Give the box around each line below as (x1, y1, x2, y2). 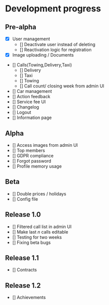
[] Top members (12, 147, 45, 153)
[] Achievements (12, 295, 46, 301)
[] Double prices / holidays (12, 190, 67, 196)
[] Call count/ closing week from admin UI (19, 83, 105, 89)
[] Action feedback (12, 94, 51, 100)
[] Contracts (12, 267, 37, 273)
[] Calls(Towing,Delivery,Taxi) (12, 62, 73, 68)
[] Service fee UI (12, 99, 46, 105)
